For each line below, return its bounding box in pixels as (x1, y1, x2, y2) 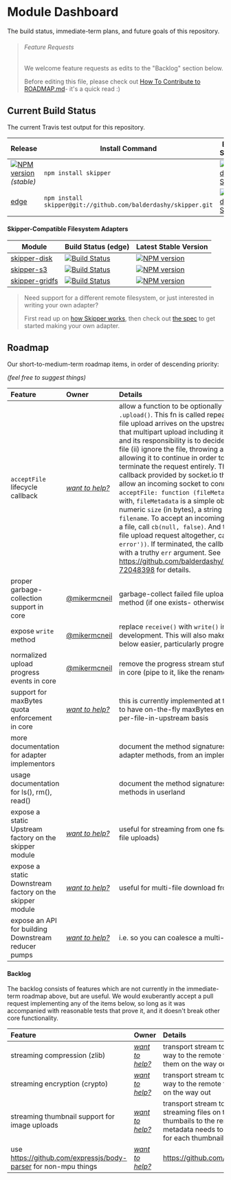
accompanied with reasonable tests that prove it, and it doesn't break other (7, 1007, 220, 1015)
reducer (10, 942, 36, 951)
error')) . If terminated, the (119, 539, 206, 549)
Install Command (100, 143, 157, 153)
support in (10, 602, 44, 611)
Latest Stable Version (136, 242, 208, 252)
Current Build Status (7, 105, 96, 116)
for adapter (10, 750, 47, 760)
